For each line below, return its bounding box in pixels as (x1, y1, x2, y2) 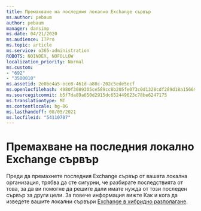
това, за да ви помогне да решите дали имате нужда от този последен (6, 185, 187, 192)
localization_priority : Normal (6, 59, 84, 65)
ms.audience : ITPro (6, 36, 55, 42)
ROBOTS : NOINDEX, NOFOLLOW (6, 53, 74, 59)
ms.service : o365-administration (6, 48, 90, 54)
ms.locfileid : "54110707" (6, 114, 71, 120)
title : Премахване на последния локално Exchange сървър (6, 8, 151, 15)
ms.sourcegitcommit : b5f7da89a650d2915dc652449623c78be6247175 (6, 92, 167, 98)
